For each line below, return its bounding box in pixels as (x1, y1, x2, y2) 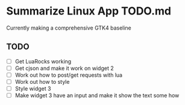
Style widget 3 (14, 85, 51, 92)
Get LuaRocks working (14, 57, 72, 65)
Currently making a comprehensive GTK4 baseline (6, 24, 131, 31)
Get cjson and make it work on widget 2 (14, 65, 114, 72)
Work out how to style (14, 78, 70, 85)
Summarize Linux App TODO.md (6, 4, 172, 18)
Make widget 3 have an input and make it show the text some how (14, 92, 180, 99)
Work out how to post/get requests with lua (14, 71, 122, 78)
